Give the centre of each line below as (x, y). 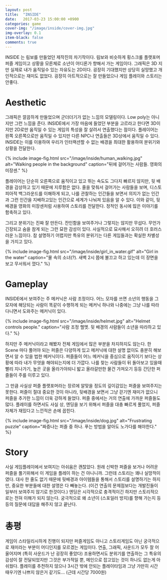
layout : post (19, 10)
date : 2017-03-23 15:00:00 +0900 (42, 19)
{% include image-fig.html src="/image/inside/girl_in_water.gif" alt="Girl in (82, 251)
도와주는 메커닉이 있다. (44, 311)
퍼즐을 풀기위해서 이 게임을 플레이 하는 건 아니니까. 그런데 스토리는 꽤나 (74, 473)
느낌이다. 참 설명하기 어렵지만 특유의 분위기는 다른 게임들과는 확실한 (80, 235)
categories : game (23, 24)
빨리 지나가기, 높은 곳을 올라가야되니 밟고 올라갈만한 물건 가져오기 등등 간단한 (80, 369)
